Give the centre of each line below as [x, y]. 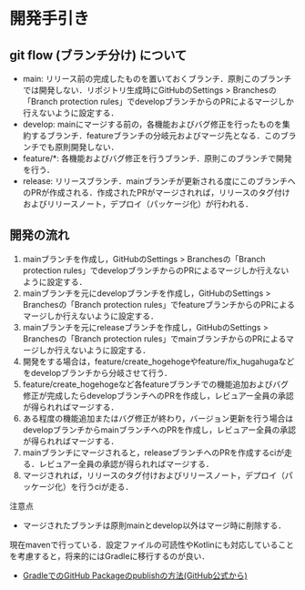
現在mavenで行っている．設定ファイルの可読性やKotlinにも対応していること [152, 544]
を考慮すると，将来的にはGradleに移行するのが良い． [110, 555]
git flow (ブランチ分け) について [98, 55]
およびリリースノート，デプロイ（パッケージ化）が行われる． [137, 204]
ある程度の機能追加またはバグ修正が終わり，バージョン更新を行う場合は [158, 418]
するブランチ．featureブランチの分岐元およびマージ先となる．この [155, 136]
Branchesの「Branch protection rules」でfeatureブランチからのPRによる [159, 304]
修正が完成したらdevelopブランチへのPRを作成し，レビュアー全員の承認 [158, 395]
